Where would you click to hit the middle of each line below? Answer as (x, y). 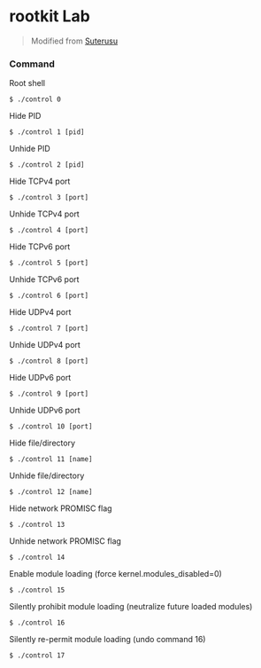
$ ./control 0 (35, 99)
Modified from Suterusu (74, 41)
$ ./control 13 (37, 525)
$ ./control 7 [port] (49, 329)
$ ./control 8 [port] (49, 361)
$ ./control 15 (37, 590)
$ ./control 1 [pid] (47, 132)
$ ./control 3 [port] (49, 198)
